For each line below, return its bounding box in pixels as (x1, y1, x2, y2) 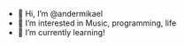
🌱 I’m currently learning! (17, 27, 105, 37)
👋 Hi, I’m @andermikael (17, 9, 104, 19)
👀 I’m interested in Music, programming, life (17, 18, 177, 28)
